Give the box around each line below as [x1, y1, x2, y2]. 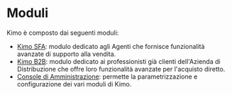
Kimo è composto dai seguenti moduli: [6, 28, 119, 37]
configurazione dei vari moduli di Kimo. [16, 79, 132, 88]
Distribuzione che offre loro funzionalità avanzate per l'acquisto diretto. [16, 65, 226, 73]
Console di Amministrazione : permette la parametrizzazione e [16, 72, 198, 81]
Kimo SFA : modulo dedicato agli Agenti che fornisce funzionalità [16, 42, 205, 50]
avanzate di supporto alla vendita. [16, 50, 116, 58]
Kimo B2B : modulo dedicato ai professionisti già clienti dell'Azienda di [16, 57, 221, 65]
